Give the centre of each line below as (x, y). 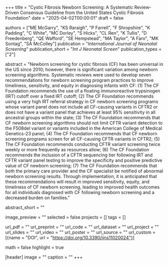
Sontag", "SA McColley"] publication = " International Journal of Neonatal (81, 44)
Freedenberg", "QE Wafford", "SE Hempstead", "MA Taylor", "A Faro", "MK (82, 38)
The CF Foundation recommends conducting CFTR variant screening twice (83, 144)
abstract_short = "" (25, 207)
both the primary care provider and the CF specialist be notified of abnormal (84, 171)
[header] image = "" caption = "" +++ (44, 257)
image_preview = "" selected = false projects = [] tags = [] (65, 217)
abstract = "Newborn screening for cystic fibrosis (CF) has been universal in (84, 64)
